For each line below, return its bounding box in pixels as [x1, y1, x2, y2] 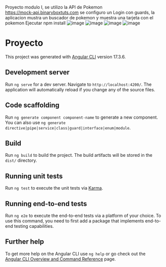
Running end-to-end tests [5, 200, 87, 208]
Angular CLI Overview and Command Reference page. [5, 256, 116, 262]
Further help [5, 238, 45, 246]
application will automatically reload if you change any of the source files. [5, 86, 155, 92]
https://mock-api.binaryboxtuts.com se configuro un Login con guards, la [5, 9, 155, 15]
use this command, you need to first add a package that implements [5, 218, 144, 224]
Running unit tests [5, 172, 63, 180]
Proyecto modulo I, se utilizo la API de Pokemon [5, 4, 103, 10]
